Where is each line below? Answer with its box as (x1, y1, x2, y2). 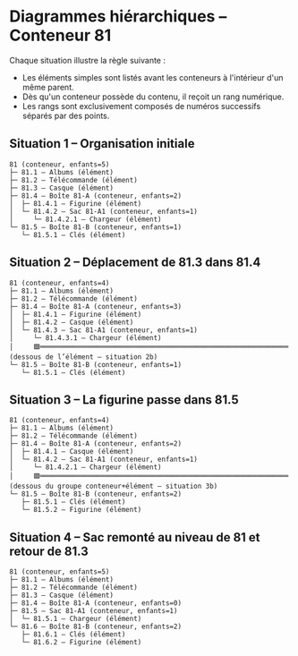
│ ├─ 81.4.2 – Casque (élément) (9, 318, 134, 327)
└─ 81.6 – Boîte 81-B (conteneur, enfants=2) (9, 622, 182, 632)
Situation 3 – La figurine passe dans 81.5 (9, 392, 239, 407)
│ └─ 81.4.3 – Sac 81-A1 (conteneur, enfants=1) (9, 325, 199, 335)
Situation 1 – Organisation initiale (9, 136, 195, 151)
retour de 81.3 (9, 543, 89, 558)
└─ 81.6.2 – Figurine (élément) (21, 638, 142, 647)
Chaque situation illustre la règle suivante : (9, 55, 166, 65)
